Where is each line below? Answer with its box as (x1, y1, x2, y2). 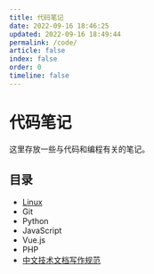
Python (21, 215, 49, 226)
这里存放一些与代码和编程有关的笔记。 (9, 144, 150, 154)
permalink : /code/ (9, 37, 77, 47)
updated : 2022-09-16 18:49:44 (9, 29, 122, 38)
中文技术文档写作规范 (21, 254, 101, 265)
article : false (9, 46, 66, 55)
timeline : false (9, 71, 69, 80)
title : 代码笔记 (9, 12, 64, 22)
